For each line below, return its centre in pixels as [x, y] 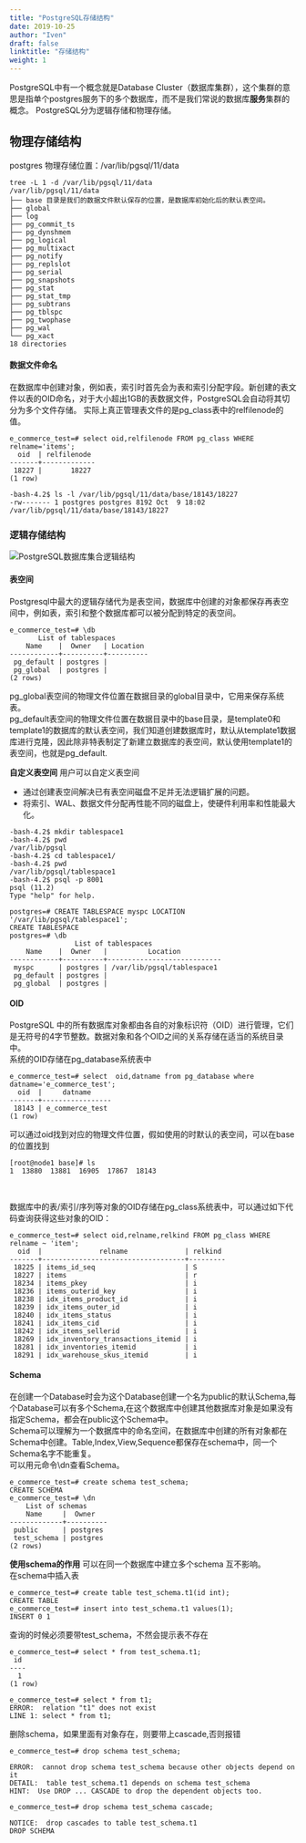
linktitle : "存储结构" [50, 52]
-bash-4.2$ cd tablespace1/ [63, 855]
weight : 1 [28, 60]
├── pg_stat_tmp [40, 296]
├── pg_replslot [40, 264]
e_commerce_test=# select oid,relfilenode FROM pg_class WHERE [132, 439]
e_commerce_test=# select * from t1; [81, 1700]
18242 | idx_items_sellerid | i [105, 1331]
